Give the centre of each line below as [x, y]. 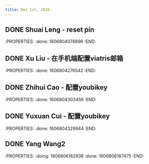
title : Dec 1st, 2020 [27, 10]
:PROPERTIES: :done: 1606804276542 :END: [50, 71]
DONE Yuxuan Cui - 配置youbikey [57, 116]
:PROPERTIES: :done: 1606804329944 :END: [51, 128]
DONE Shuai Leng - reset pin [50, 30]
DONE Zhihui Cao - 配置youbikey [56, 87]
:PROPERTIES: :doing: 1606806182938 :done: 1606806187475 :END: [75, 156]
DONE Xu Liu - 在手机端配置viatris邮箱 [64, 58]
